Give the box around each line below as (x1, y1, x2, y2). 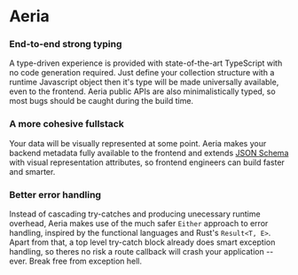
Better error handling (9, 188, 102, 200)
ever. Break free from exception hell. (9, 255, 143, 267)
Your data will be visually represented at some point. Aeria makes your (9, 137, 267, 148)
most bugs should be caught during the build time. (9, 96, 193, 106)
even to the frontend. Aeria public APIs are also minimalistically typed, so (9, 86, 277, 97)
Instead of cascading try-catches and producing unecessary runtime (9, 208, 261, 219)
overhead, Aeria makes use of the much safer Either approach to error (9, 218, 269, 229)
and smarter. (9, 166, 56, 177)
